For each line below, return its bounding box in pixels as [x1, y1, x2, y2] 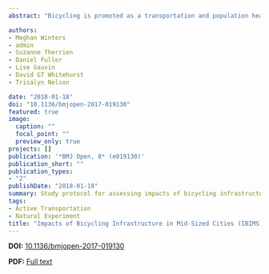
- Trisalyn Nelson [8, 78, 70, 87]
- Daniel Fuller [8, 56, 62, 64]
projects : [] [8, 145, 52, 153]
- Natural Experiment [8, 212, 81, 220]
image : [8, 115, 30, 123]
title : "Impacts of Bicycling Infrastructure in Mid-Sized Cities [8, 220, 235, 228]
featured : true [8, 107, 59, 116]
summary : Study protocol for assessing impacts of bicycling [8, 190, 217, 198]
